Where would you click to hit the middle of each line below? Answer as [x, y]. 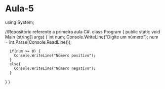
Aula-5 [20, 9]
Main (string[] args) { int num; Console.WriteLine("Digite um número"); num [82, 37]
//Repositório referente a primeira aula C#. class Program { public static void [83, 31]
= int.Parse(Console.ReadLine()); [39, 42]
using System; [20, 22]
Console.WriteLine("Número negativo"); [55, 68]
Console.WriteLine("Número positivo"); [55, 55]
